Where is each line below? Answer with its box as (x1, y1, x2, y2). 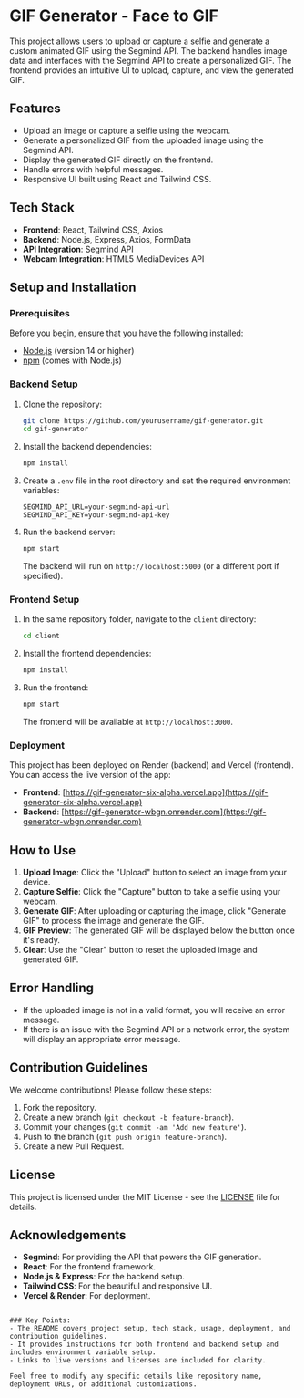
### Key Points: (9, 1316, 71, 1325)
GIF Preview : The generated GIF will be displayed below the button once (22, 925, 296, 936)
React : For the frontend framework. (22, 1261, 157, 1272)
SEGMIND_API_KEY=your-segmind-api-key (22, 511, 170, 520)
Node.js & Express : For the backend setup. (22, 1271, 185, 1282)
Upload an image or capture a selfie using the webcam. (22, 125, 230, 136)
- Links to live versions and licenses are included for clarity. (9, 1356, 267, 1365)
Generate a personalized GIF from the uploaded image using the (22, 134, 264, 146)
